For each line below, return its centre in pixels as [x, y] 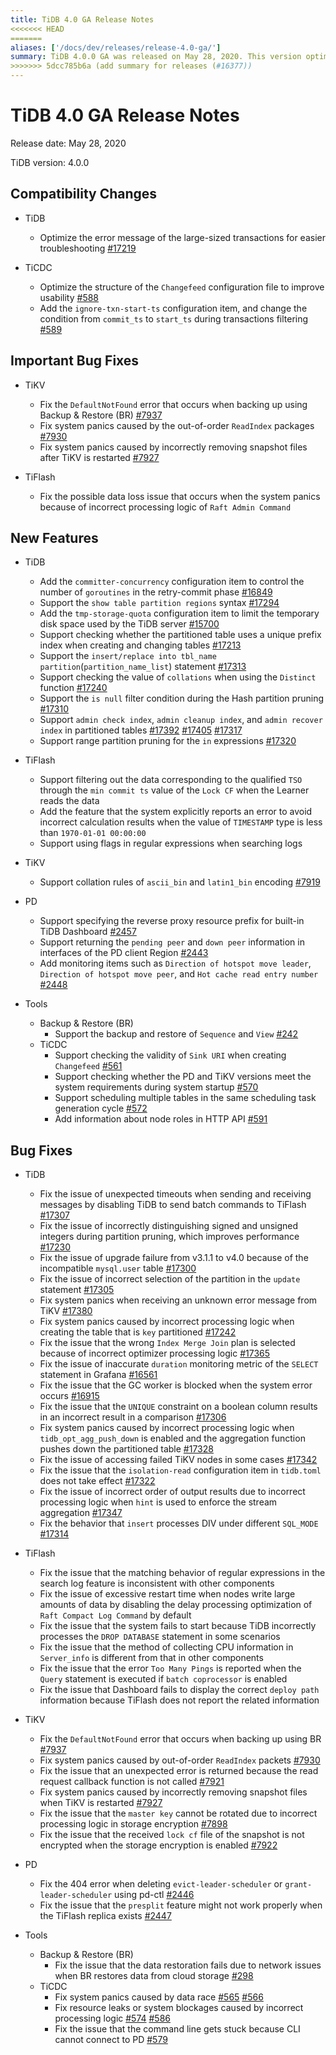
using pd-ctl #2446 [154, 1895]
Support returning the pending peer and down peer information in [172, 942]
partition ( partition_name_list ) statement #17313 [143, 667]
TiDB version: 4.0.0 [50, 162]
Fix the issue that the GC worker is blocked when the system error [176, 1385]
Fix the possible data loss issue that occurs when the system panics [180, 496]
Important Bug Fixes [75, 361]
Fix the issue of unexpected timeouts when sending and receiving [175, 1194]
